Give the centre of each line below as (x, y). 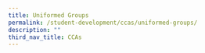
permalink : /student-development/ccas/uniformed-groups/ (103, 23)
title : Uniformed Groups (49, 15)
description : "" (34, 30)
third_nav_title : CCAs (45, 37)
